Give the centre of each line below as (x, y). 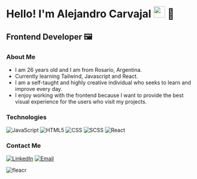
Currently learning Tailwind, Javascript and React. (76, 76)
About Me (21, 57)
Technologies (26, 117)
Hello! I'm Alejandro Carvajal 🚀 (90, 14)
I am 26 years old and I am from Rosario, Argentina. (78, 69)
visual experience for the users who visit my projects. (81, 101)
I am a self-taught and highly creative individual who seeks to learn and (103, 82)
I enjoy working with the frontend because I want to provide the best (99, 95)
